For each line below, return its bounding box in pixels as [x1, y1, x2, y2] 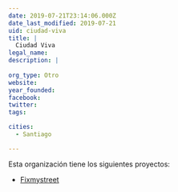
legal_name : [8, 49, 48, 57]
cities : [8, 123, 34, 131]
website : [8, 78, 38, 86]
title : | [8, 34, 38, 42]
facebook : [8, 94, 42, 102]
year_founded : [8, 86, 56, 94]
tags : [8, 109, 26, 117]
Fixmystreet [19, 174, 59, 184]
